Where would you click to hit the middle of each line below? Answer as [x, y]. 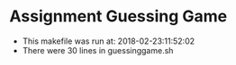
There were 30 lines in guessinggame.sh [98, 50]
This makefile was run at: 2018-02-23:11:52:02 [109, 41]
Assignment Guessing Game [118, 16]
